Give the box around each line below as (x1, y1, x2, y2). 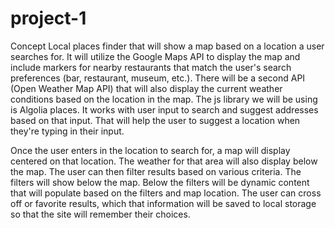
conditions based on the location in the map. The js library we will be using (10, 93, 318, 105)
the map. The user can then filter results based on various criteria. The (10, 165, 302, 177)
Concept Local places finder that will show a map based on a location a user (10, 40, 325, 52)
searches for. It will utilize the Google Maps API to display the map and (10, 50, 301, 62)
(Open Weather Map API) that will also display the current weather (10, 82, 283, 94)
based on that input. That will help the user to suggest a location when (10, 114, 301, 126)
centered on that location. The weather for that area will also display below (10, 155, 318, 167)
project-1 (10, 7, 87, 30)
